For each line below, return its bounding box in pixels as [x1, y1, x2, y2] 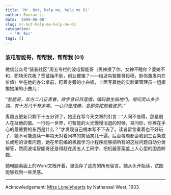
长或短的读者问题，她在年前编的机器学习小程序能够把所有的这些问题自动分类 [5, 139, 166, 145]
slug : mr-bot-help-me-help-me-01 [5, 21, 76, 27]
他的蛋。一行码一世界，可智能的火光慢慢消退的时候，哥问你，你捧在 [18, 120, 161, 126]
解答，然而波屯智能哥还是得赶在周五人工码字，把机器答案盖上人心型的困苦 [5, 145, 161, 152]
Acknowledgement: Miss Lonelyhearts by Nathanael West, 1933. [5, 184, 140, 190]
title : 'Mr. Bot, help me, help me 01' [5, 7, 90, 13]
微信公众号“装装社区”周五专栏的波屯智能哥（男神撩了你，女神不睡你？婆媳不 [5, 66, 165, 72]
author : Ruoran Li [5, 12, 44, 17]
